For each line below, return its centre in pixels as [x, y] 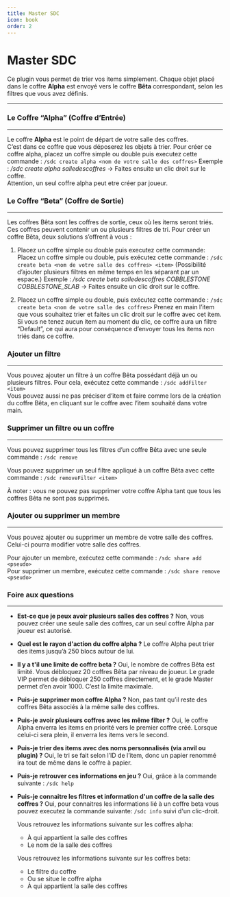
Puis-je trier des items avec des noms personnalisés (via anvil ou [112, 748]
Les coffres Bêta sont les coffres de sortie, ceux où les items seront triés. [110, 222]
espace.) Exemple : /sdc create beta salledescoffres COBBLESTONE [114, 279]
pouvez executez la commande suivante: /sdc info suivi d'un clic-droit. [118, 811]
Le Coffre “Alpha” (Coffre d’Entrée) [67, 118]
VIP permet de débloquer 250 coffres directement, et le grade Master [115, 679]
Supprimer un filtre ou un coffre [61, 428]
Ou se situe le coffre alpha [64, 879]
